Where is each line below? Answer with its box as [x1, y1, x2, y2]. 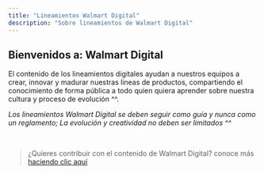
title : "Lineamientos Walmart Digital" [8, 11, 140, 20]
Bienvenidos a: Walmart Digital [8, 48, 164, 62]
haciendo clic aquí [27, 157, 88, 167]
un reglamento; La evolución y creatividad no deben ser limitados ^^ [8, 118, 231, 127]
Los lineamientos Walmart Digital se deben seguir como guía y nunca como [8, 110, 256, 119]
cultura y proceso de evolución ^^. [8, 94, 120, 104]
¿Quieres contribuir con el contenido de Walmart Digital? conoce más [27, 149, 254, 158]
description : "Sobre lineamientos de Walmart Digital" [8, 19, 193, 27]
